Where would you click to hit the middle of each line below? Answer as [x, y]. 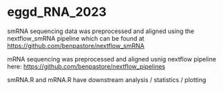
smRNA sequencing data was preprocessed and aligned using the [101, 31]
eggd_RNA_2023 [57, 12]
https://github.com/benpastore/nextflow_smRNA [76, 45]
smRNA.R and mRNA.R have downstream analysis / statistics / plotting [107, 79]
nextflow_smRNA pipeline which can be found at [76, 38]
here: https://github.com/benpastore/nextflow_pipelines [86, 66]
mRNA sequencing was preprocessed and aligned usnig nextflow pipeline [112, 59]
